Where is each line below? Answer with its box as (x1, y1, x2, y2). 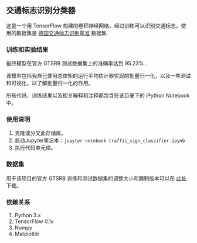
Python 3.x (14, 212, 41, 218)
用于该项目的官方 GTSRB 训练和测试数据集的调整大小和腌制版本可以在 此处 (6, 175, 187, 182)
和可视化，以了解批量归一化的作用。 (6, 79, 94, 86)
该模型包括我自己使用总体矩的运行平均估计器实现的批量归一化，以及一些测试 (6, 72, 191, 79)
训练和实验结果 (6, 46, 49, 54)
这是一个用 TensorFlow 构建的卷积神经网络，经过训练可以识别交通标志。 (6, 22, 181, 29)
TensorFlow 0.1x (14, 218, 54, 225)
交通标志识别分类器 (6, 5, 76, 16)
